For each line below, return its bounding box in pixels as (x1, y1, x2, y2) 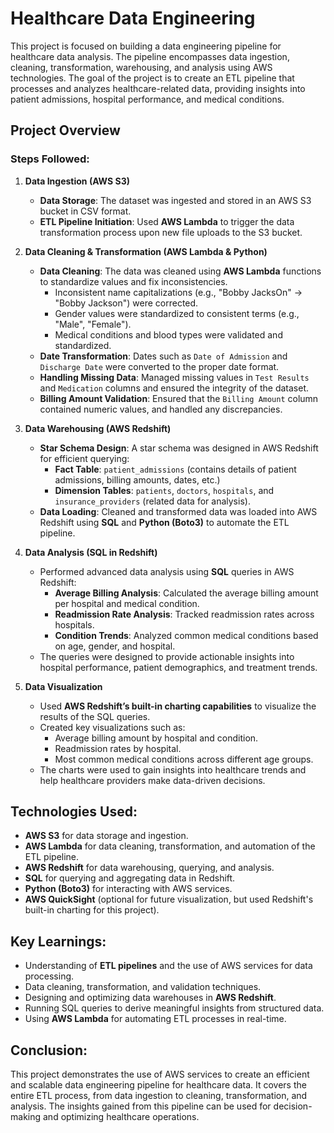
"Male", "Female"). (54, 318, 132, 330)
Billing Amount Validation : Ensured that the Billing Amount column (39, 392, 319, 404)
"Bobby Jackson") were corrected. (54, 297, 199, 309)
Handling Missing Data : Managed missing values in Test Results (39, 371, 310, 383)
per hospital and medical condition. (54, 597, 200, 609)
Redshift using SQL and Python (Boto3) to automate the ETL (39, 516, 290, 528)
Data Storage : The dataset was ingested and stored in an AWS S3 (39, 194, 312, 206)
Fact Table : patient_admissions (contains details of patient (54, 463, 297, 475)
